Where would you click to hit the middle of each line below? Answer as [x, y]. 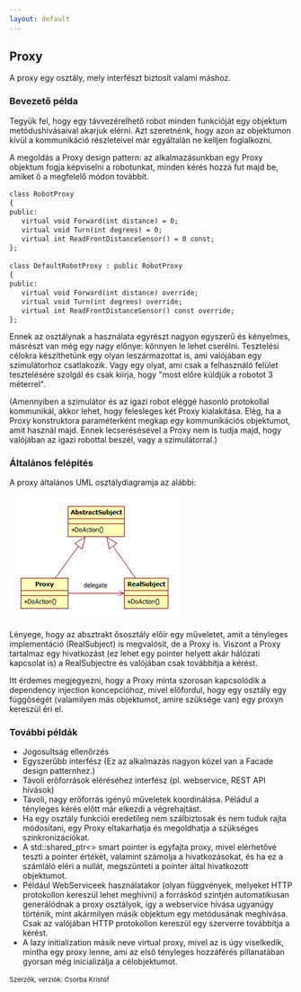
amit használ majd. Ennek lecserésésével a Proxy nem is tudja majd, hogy [146, 430]
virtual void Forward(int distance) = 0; [100, 221]
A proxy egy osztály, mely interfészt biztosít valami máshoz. [120, 78]
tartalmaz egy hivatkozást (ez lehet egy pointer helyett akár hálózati [135, 654]
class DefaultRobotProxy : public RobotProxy [96, 266]
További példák [44, 732]
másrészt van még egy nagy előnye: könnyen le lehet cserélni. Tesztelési [144, 346]
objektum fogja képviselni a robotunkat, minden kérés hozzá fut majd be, [144, 167]
